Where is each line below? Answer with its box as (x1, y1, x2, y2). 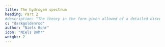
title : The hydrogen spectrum (5, 7, 67, 12)
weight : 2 (5, 35, 26, 40)
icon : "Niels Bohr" (5, 30, 45, 35)
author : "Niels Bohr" (5, 25, 50, 30)
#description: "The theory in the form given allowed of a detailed (5, 16, 148, 21)
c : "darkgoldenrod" (5, 21, 45, 26)
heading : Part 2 (5, 12, 38, 17)
